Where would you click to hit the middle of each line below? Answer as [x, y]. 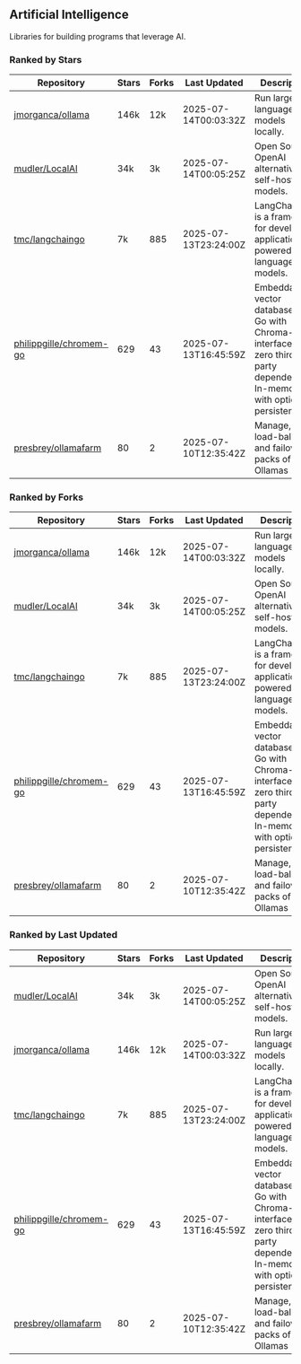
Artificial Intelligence [69, 15]
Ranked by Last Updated [64, 935]
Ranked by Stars [46, 59]
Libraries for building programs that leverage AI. [98, 36]
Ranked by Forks [46, 497]
